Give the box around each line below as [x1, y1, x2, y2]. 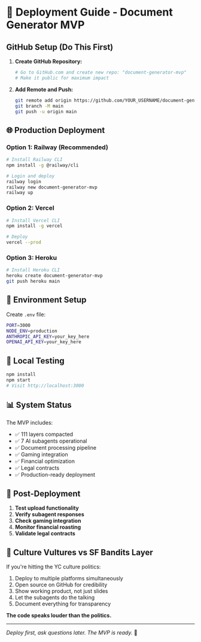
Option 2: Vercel [6, 204, 55, 212]
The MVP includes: [6, 419, 53, 426]
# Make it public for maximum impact [14, 75, 109, 81]
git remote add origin [14, 97, 72, 104]
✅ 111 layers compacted [14, 431, 74, 438]
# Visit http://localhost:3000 [6, 383, 84, 389]
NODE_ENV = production [6, 328, 58, 334]
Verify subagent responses [14, 511, 85, 518]
